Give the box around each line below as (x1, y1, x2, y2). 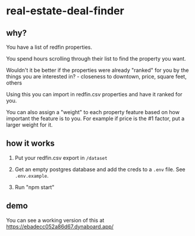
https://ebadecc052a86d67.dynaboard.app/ (6, 223, 114, 230)
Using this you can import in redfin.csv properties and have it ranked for (6, 91, 183, 97)
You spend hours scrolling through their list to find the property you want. (6, 55, 186, 62)
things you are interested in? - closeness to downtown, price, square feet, (6, 73, 187, 80)
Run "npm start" (14, 183, 55, 191)
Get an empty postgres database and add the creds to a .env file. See (14, 165, 185, 173)
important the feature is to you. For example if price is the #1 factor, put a (6, 115, 185, 122)
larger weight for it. (6, 121, 53, 128)
